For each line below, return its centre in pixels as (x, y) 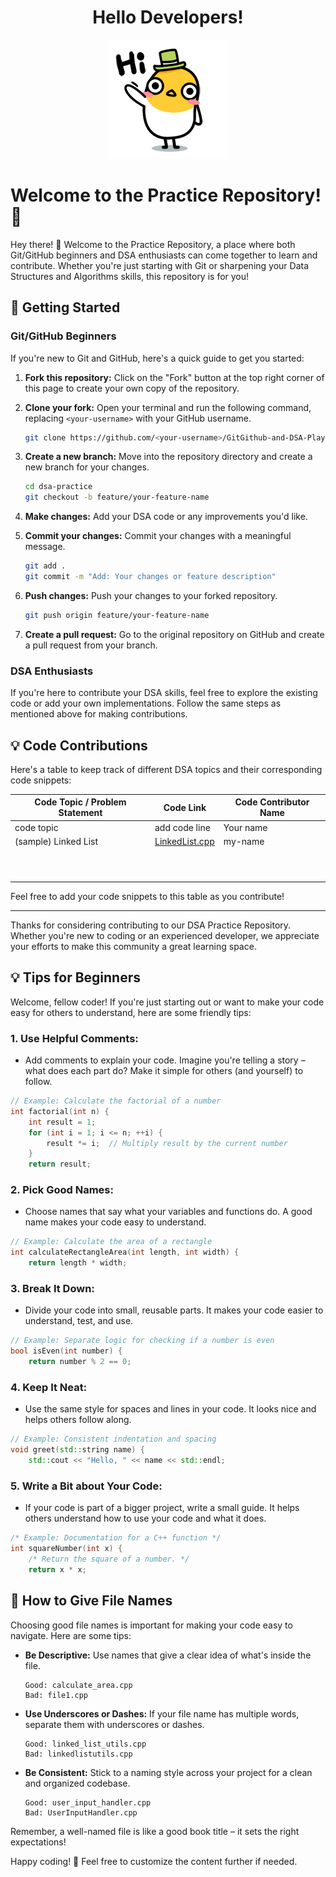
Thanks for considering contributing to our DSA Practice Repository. (151, 925)
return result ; (60, 1164)
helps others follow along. (78, 1420)
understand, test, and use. (79, 1321)
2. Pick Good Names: (62, 1190)
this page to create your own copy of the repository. (132, 388)
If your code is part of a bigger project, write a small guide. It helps (162, 1508)
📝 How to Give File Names (91, 1601)
